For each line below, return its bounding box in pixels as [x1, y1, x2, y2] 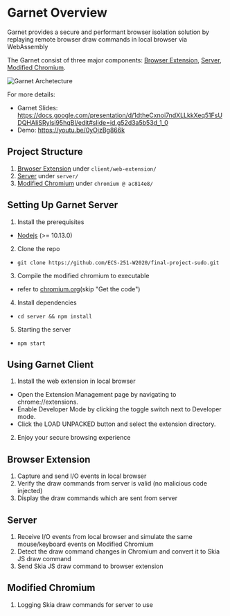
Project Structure [7, 146, 83, 157]
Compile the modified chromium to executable [17, 271, 150, 280]
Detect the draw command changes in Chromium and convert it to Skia [17, 547, 220, 556]
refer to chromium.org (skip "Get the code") [17, 284, 141, 293]
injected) [17, 487, 43, 495]
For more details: [7, 90, 55, 99]
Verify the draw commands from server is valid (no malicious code [17, 479, 208, 488]
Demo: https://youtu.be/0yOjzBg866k [17, 126, 125, 134]
